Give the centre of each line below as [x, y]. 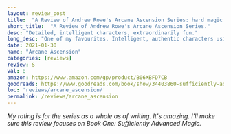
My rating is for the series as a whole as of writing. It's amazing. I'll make [111, 116]
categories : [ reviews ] [40, 58]
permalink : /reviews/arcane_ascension [63, 97]
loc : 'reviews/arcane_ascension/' [57, 90]
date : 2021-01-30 [32, 45]
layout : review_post [37, 13]
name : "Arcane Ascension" [44, 52]
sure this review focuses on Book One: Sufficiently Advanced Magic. [104, 123]
